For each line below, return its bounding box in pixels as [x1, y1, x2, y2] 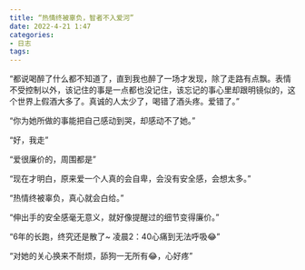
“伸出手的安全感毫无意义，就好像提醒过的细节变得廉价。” [9, 212, 220, 223]
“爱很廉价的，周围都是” [9, 154, 97, 165]
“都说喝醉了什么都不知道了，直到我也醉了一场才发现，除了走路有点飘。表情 [9, 74, 292, 85]
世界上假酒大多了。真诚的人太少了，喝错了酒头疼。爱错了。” [16, 96, 241, 107]
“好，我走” [9, 135, 49, 145]
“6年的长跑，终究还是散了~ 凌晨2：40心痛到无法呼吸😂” [9, 231, 221, 242]
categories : [9, 30, 54, 39]
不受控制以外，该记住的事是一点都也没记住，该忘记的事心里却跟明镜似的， [9, 85, 288, 95]
